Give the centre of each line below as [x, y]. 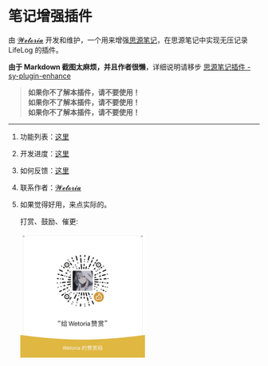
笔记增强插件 [51, 16]
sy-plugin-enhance [40, 76]
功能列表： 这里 [44, 136]
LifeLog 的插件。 [36, 49]
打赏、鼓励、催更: [49, 221]
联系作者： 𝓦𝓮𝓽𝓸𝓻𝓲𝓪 [51, 187]
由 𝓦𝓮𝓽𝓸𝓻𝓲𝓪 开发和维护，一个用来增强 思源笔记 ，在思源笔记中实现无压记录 [128, 40]
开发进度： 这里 [44, 153]
